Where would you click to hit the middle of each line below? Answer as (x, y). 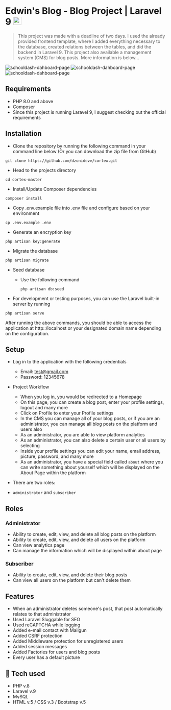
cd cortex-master (24, 179)
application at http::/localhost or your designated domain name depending (83, 328)
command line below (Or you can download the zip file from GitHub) (84, 151)
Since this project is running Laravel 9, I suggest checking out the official (89, 112)
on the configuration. (27, 333)
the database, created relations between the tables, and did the (84, 46)
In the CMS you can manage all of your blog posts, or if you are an (90, 419)
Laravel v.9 (24, 691)
